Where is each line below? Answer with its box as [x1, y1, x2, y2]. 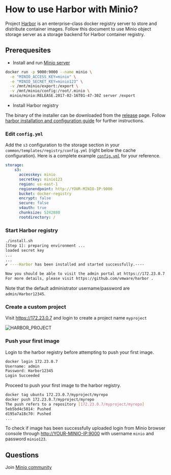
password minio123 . [5, 436, 47, 442]
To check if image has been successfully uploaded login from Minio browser [5, 425, 166, 431]
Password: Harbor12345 [5, 368, 53, 374]
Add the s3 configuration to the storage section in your [5, 142, 120, 148]
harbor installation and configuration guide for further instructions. [5, 118, 145, 123]
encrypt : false [18, 196, 51, 201]
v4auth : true [18, 205, 47, 210]
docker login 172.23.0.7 [5, 359, 58, 364]
